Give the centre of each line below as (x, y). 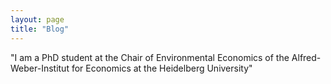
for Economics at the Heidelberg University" (162, 68)
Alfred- (306, 57)
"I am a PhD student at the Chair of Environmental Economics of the (150, 57)
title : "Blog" (40, 29)
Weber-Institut (40, 68)
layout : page (37, 19)
